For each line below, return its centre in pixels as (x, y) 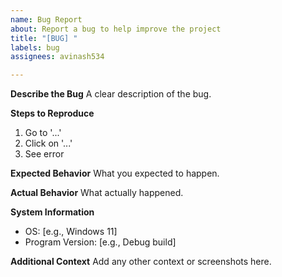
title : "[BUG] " (44, 38)
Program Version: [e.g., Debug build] (100, 242)
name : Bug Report (46, 19)
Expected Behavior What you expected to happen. (115, 173)
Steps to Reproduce (52, 113)
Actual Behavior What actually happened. (97, 193)
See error (44, 154)
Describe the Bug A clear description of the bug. (111, 94)
